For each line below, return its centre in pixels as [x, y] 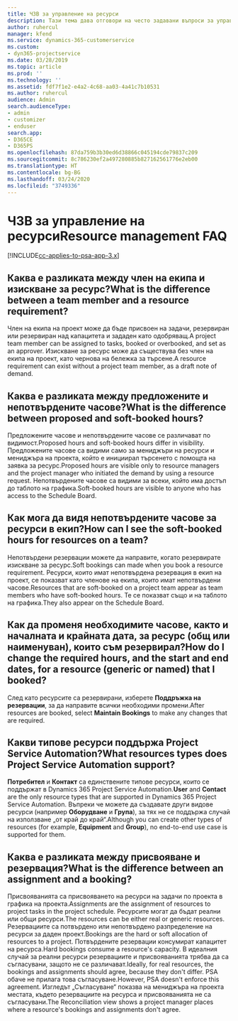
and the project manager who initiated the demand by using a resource [111, 472]
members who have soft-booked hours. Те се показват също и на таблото [118, 595]
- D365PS [20, 146]
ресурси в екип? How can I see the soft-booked [115, 529]
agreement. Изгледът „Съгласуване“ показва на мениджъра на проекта [116, 987]
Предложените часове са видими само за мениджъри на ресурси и [111, 450]
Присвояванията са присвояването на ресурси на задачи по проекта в [115, 897]
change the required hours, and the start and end [118, 658]
